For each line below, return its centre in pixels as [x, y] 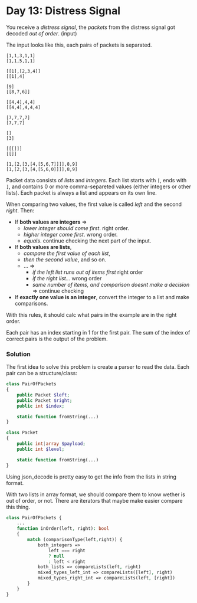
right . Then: [20, 210]
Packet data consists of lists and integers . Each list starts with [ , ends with [96, 180]
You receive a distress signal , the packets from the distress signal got [91, 27]
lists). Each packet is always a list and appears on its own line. [82, 192]
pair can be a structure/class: [42, 373]
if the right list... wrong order [67, 278]
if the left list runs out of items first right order [88, 272]
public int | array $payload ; [51, 444]
